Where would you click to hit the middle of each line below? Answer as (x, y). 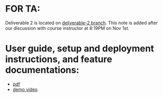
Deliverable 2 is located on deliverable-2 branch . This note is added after (81, 23)
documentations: (42, 70)
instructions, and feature (59, 59)
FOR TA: (23, 9)
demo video (25, 89)
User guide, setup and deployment (80, 49)
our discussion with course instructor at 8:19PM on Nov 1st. (67, 28)
